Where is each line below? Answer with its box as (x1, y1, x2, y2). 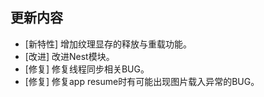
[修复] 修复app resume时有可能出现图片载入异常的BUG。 (24, 75, 260, 87)
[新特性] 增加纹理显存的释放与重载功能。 (24, 38, 192, 50)
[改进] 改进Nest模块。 (24, 50, 115, 62)
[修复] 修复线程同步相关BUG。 (24, 63, 150, 75)
